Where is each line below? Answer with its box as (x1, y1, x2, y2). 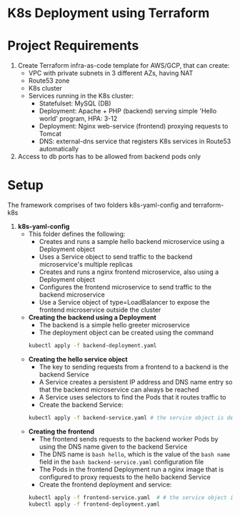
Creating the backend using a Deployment (28, 313, 157, 322)
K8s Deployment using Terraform (7, 5, 210, 21)
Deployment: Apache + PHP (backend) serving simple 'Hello (39, 107, 217, 116)
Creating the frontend (28, 427, 95, 436)
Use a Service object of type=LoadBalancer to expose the (39, 298, 210, 307)
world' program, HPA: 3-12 (39, 114, 118, 123)
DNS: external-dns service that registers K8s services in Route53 (39, 137, 231, 146)
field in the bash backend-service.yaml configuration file (39, 457, 204, 466)
